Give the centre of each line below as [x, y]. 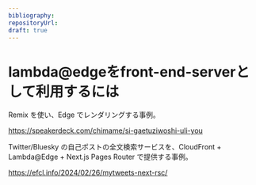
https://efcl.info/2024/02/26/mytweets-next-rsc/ [88, 173]
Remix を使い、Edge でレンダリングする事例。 [84, 115]
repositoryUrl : [33, 23]
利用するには [77, 91]
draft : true [28, 30]
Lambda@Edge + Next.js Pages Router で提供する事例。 [100, 157]
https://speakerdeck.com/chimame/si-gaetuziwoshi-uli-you [106, 130]
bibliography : [32, 15]
